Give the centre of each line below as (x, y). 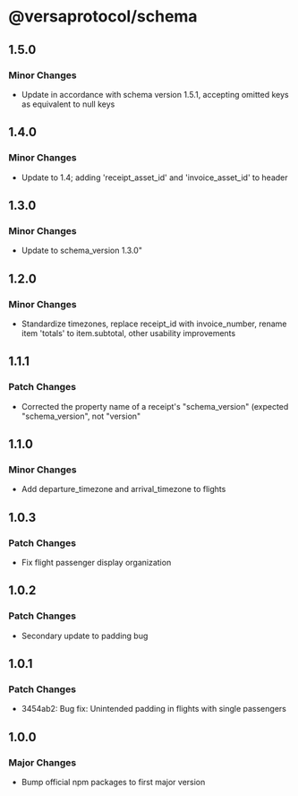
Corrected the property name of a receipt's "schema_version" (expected (155, 406)
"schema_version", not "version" (81, 416)
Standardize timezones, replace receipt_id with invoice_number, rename (154, 324)
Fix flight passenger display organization (96, 562)
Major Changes (43, 762)
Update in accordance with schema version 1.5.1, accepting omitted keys (155, 94)
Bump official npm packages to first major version (113, 783)
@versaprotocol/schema (103, 17)
